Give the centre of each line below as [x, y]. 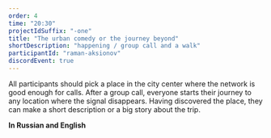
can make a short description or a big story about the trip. [104, 109]
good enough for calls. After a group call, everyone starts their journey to [130, 92]
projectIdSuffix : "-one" [50, 31]
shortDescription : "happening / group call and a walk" [104, 46]
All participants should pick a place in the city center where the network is [132, 84]
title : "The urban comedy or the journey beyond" [94, 38]
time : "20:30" [32, 23]
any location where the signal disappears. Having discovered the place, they [135, 101]
